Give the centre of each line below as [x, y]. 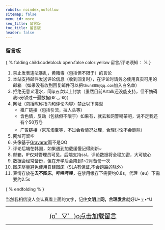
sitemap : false [21, 14]
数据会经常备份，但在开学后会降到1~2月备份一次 [61, 161]
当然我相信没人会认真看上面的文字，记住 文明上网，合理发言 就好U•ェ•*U [79, 199]
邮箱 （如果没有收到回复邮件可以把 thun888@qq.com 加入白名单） [76, 85]
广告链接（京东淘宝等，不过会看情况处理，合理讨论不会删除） [82, 130]
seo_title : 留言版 [23, 23]
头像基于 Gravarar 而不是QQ [40, 142]
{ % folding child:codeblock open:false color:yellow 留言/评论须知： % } [78, 63]
